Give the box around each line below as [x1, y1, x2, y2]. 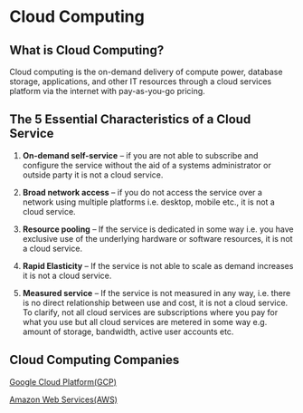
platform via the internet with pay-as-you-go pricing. [9, 86, 205, 96]
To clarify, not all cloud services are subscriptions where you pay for [22, 306, 279, 318]
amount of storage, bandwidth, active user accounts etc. [22, 326, 234, 337]
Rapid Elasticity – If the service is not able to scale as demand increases [22, 260, 294, 271]
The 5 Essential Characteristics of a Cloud [9, 111, 251, 128]
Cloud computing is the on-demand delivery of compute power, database [9, 66, 283, 77]
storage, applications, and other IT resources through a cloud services [9, 76, 272, 87]
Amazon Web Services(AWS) [9, 394, 118, 405]
